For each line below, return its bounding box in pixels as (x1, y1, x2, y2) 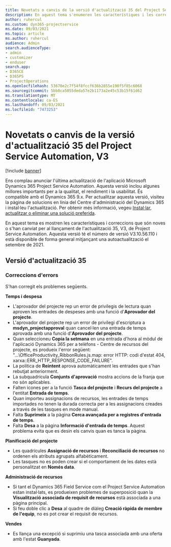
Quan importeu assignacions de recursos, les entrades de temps (12, 395, 149, 401)
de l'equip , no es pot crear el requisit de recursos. (12, 511, 118, 517)
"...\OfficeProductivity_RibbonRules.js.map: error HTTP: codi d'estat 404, (12, 352, 165, 358)
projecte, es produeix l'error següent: (12, 346, 91, 353)
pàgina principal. (12, 500, 48, 506)
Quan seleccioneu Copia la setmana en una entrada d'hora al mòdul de (12, 335, 163, 342)
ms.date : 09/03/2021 (5, 27, 49, 32)
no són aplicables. (12, 379, 51, 385)
